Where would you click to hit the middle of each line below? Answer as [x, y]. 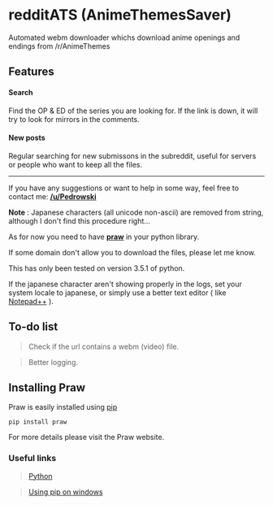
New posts [27, 138]
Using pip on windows [65, 492]
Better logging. [53, 362]
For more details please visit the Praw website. [87, 438]
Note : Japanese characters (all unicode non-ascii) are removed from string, [136, 212]
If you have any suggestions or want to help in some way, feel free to [124, 188]
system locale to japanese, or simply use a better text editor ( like [117, 292]
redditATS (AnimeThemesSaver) [120, 15]
